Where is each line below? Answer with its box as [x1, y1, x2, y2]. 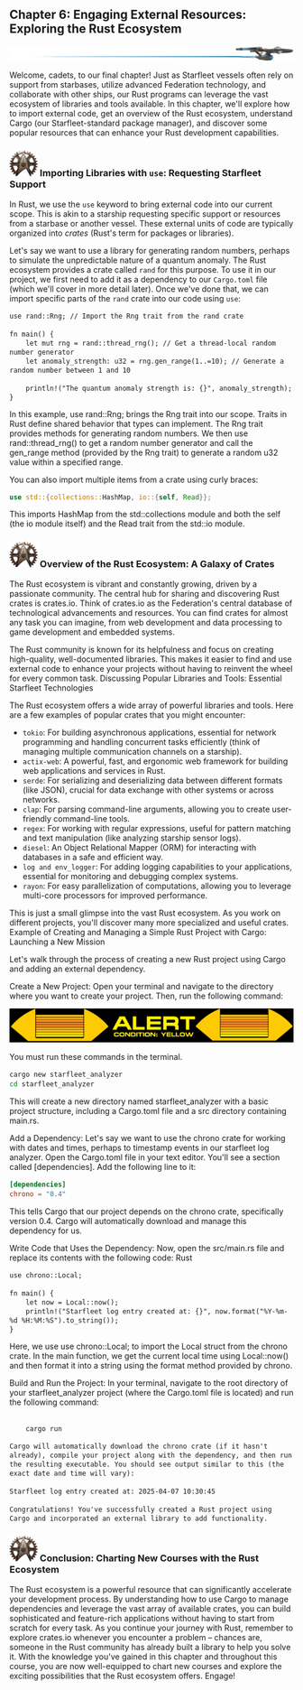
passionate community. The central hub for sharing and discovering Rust [9, 588, 280, 599]
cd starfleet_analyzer [9, 1079, 95, 1089]
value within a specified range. [9, 456, 124, 468]
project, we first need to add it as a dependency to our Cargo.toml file [9, 274, 268, 284]
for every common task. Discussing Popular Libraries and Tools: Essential [9, 673, 282, 683]
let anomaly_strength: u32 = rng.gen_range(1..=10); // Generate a [25, 357, 284, 366]
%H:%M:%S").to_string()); [21, 1315, 119, 1325]
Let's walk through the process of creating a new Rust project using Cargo [9, 953, 286, 964]
